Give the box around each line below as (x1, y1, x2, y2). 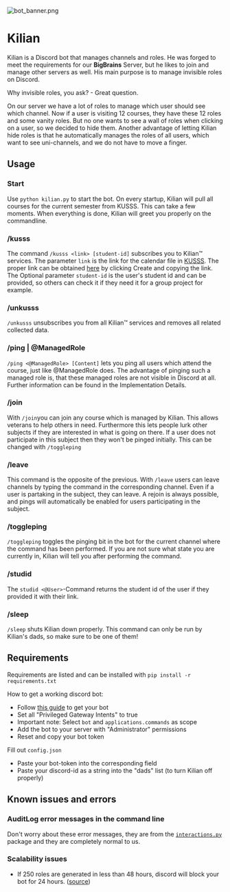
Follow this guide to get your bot (16, 703, 108, 711)
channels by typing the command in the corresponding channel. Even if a (7, 483, 214, 491)
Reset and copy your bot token (16, 732, 104, 741)
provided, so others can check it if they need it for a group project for (7, 279, 203, 287)
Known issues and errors (7, 794, 117, 805)
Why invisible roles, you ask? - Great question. (7, 88, 139, 96)
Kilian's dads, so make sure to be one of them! (7, 633, 139, 640)
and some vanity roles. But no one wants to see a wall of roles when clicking (7, 116, 223, 124)
